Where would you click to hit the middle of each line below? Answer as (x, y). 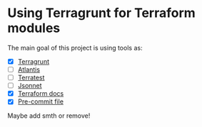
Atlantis (29, 70)
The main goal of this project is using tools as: (75, 48)
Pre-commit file (41, 101)
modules (34, 28)
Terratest (31, 78)
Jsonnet (30, 86)
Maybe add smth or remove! (49, 116)
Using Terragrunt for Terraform (102, 13)
